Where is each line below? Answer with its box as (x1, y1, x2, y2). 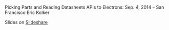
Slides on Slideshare (5, 19, 48, 25)
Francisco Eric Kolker (5, 9, 50, 15)
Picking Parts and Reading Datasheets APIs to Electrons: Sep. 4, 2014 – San (5, 4, 164, 10)
